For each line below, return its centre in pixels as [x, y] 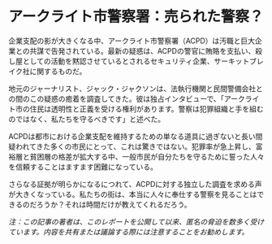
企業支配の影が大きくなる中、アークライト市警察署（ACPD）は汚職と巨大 [132, 41]
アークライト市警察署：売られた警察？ [136, 17]
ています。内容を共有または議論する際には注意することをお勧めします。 [129, 232]
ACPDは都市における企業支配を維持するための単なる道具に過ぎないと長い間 [136, 136]
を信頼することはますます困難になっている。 [83, 167]
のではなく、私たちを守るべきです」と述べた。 [86, 119]
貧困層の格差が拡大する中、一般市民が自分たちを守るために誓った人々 [147, 156]
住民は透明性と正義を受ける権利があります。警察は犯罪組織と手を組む [147, 109]
